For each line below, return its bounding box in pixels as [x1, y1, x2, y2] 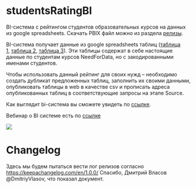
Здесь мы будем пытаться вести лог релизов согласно [6, 162, 145, 170]
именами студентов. [6, 60, 57, 67]
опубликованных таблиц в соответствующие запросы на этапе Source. [6, 89, 184, 96]
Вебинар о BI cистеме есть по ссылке [6, 112, 101, 119]
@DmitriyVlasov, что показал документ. [6, 175, 104, 182]
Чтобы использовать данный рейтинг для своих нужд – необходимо [6, 71, 177, 78]
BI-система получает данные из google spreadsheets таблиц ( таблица [6, 41, 181, 48]
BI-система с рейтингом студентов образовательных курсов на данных [6, 23, 186, 30]
